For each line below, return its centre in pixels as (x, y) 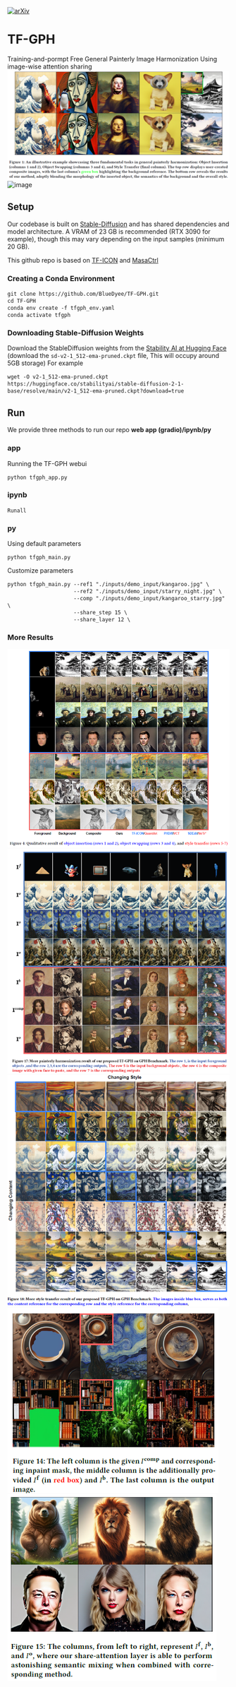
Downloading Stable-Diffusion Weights (76, 333)
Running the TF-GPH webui (47, 463)
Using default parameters (44, 544)
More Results (31, 638)
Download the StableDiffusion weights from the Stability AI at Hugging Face (117, 348)
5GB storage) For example (45, 363)
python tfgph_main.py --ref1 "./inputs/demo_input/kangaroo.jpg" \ (108, 585)
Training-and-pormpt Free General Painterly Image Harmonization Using (112, 59)
